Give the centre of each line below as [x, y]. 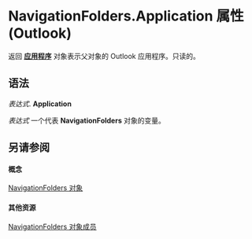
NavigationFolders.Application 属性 [126, 16]
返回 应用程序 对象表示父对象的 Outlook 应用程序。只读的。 [104, 56]
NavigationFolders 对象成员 [52, 226]
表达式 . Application [40, 104]
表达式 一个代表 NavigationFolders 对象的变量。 [87, 120]
